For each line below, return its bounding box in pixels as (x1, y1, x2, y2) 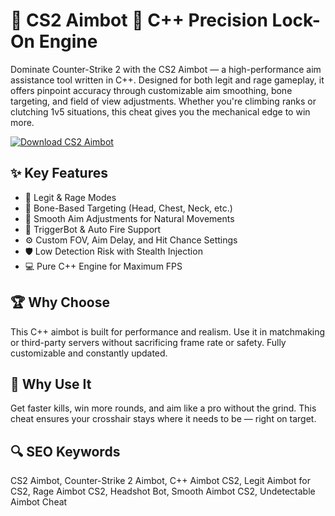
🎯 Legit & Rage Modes (24, 191, 117, 203)
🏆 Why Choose (10, 294, 110, 311)
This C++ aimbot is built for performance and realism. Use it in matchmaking (10, 325, 326, 338)
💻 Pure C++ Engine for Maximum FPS (24, 260, 183, 272)
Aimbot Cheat (10, 496, 68, 508)
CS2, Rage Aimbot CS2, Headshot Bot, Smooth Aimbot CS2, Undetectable (10, 485, 316, 498)
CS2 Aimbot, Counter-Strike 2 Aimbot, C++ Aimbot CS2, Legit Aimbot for (10, 475, 311, 487)
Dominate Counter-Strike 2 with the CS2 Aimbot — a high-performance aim (10, 63, 322, 75)
